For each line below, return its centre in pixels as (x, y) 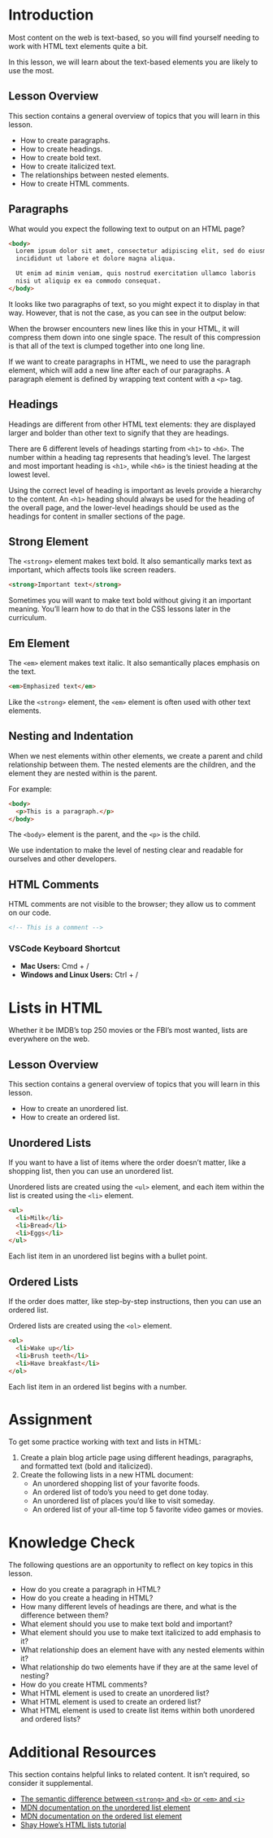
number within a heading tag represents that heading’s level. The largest (129, 457)
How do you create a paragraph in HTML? (90, 1590)
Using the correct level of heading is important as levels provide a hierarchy (135, 490)
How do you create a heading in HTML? (87, 1598)
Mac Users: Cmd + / (54, 966)
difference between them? (64, 1615)
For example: (30, 789)
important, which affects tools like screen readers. (92, 570)
